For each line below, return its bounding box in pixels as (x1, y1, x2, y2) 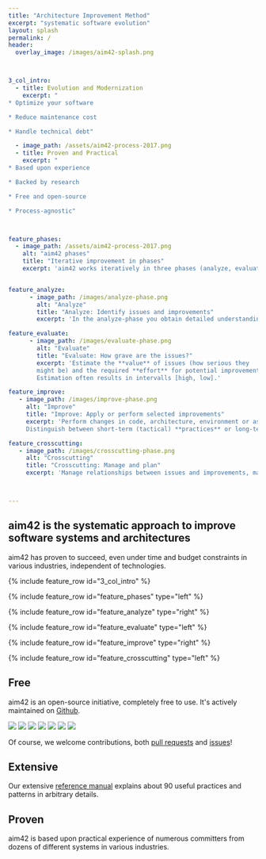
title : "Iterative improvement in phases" (22, 257, 165, 266)
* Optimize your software (8, 98, 93, 107)
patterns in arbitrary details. (8, 790, 99, 800)
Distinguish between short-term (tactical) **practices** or (25, 425, 232, 433)
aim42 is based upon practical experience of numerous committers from (8, 834, 245, 843)
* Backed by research (8, 178, 80, 186)
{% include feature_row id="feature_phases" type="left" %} (8, 592, 204, 601)
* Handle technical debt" (8, 128, 93, 136)
